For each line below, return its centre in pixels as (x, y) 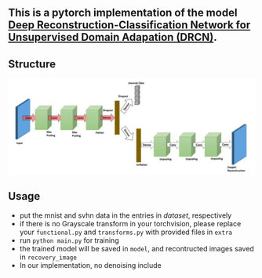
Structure (32, 64)
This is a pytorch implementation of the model (123, 13)
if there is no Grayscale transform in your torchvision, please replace (130, 223)
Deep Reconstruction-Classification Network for (129, 25)
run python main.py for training (69, 240)
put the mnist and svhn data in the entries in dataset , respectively (126, 215)
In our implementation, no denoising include (91, 265)
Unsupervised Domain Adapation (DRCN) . (113, 37)
